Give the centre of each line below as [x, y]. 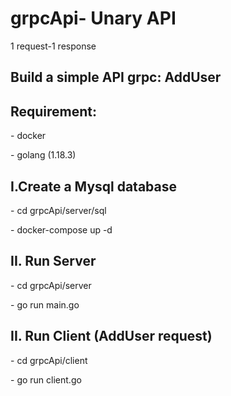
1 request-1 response [53, 46]
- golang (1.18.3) [43, 155]
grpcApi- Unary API [93, 18]
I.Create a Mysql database [94, 186]
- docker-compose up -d [61, 229]
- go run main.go [45, 304]
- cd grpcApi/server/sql [58, 210]
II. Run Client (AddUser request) [111, 336]
